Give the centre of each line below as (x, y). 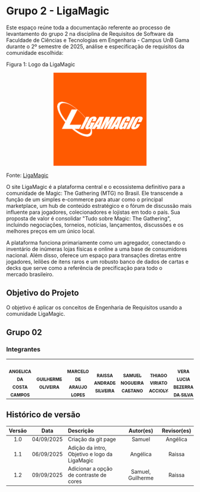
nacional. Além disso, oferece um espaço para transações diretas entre (94, 255)
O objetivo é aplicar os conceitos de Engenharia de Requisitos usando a (94, 307)
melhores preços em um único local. (51, 231)
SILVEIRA (105, 391)
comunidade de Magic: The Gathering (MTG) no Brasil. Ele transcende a (95, 193)
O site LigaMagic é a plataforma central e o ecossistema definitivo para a (96, 186)
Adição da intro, (87, 447)
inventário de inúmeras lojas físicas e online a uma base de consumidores (97, 249)
